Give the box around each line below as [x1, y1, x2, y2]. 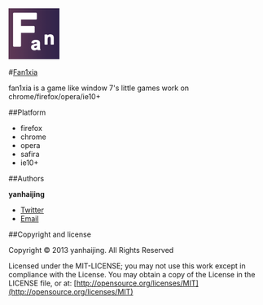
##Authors [8, 174, 45, 183]
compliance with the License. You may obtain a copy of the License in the [8, 270, 256, 279]
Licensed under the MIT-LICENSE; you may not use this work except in [8, 261, 246, 271]
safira [20, 150, 40, 159]
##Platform [8, 107, 46, 117]
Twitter [20, 205, 45, 215]
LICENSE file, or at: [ [8, 278, 77, 288]
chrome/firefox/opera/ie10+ [8, 92, 101, 101]
